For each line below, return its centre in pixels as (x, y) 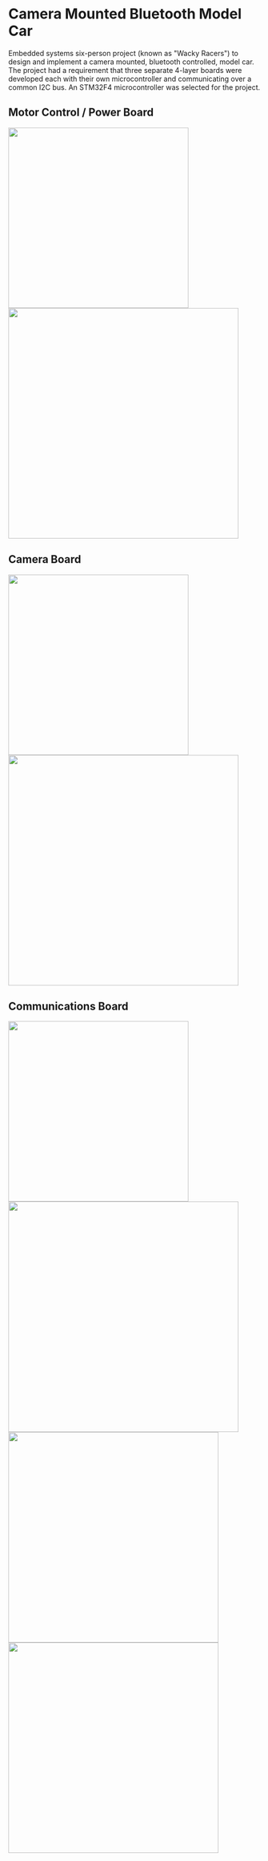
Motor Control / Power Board (81, 113)
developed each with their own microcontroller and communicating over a (130, 79)
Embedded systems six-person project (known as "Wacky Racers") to (123, 53)
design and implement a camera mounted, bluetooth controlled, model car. (131, 62)
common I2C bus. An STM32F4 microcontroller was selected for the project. (134, 87)
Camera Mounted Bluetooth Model (125, 14)
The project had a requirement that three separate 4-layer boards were (125, 70)
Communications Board (68, 1006)
